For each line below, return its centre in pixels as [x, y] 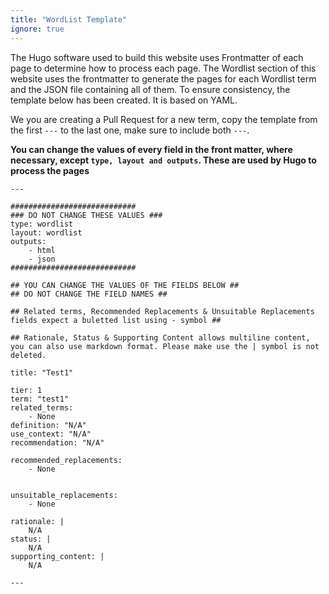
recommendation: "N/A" [57, 442]
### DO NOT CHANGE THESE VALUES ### [86, 215]
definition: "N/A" [48, 425]
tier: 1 [26, 390]
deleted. [28, 355]
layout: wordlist [46, 232]
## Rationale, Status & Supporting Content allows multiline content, [160, 337]
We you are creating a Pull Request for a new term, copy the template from [164, 119]
